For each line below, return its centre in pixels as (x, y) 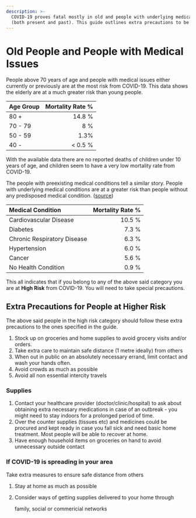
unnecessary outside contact (50, 447)
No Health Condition (37, 268)
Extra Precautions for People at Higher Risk (86, 307)
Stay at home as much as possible (56, 486)
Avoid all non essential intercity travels (60, 375)
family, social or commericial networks (61, 509)
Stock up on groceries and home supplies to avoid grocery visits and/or (100, 338)
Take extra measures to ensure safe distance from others (75, 475)
